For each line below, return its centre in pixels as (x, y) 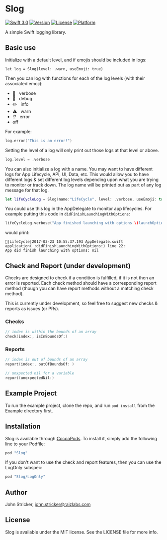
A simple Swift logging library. (36, 32)
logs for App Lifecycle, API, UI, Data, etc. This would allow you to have (77, 174)
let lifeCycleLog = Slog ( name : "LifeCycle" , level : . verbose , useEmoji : (81, 199)
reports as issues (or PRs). (32, 309)
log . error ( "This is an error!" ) (39, 141)
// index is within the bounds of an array (51, 332)
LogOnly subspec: (24, 468)
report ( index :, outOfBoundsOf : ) (40, 364)
